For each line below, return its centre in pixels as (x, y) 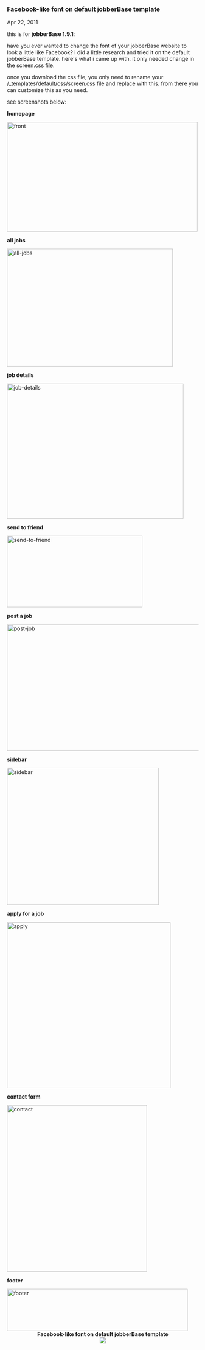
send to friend (25, 527)
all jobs (16, 241)
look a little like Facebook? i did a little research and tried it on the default (99, 52)
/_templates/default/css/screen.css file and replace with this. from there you (102, 83)
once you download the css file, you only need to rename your (85, 77)
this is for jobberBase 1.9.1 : (41, 34)
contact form (24, 1097)
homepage (21, 114)
